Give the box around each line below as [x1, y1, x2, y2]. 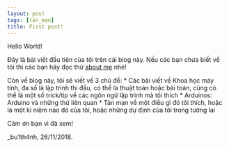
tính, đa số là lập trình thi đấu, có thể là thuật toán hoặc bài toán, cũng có [7, 84, 217, 92]
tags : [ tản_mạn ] [7, 17, 54, 24]
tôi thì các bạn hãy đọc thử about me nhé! [7, 63, 127, 72]
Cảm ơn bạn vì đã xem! [7, 120, 73, 128]
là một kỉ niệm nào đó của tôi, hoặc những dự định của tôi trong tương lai [7, 106, 216, 115]
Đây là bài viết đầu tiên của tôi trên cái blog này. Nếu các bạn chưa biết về [7, 56, 221, 64]
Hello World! [7, 42, 43, 51]
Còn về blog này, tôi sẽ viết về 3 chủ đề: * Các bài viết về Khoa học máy [7, 76, 214, 85]
